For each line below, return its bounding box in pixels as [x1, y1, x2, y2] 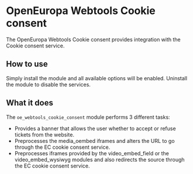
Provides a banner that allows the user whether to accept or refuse [14, 125, 177, 132]
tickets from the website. [14, 131, 75, 138]
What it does [6, 98, 54, 108]
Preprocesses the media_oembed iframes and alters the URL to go [14, 137, 175, 144]
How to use [6, 59, 48, 69]
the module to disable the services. [6, 81, 91, 88]
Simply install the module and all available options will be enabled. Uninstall [6, 74, 188, 81]
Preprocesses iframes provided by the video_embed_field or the [14, 149, 170, 156]
